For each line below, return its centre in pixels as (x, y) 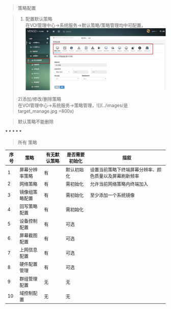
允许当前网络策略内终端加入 (119, 184)
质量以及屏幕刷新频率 (117, 176)
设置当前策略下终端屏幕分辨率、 (123, 169)
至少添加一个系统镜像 (112, 195)
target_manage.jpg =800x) (46, 111)
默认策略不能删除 (36, 122)
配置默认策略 (39, 19)
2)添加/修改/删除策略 (39, 99)
